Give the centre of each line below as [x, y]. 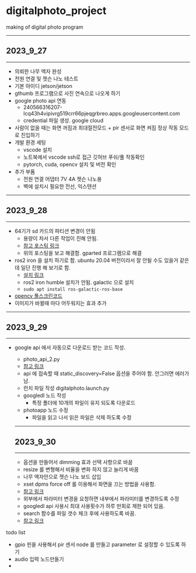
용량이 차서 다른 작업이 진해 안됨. [60, 238]
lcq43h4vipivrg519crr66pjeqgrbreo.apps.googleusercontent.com [101, 113]
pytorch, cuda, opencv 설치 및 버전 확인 [70, 164]
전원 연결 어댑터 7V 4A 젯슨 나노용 [62, 179]
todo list [16, 533]
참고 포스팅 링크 [41, 245]
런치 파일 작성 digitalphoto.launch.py [66, 388]
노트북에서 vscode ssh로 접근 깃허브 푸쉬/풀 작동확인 [84, 157]
